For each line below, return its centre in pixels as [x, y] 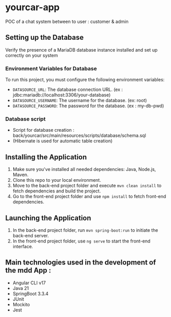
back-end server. [31, 235]
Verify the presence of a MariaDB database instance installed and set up [81, 50]
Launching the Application [48, 218]
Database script [26, 119]
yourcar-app [32, 7]
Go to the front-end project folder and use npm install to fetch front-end [89, 197]
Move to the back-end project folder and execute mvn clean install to [87, 186]
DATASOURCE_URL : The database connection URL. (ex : [68, 90]
